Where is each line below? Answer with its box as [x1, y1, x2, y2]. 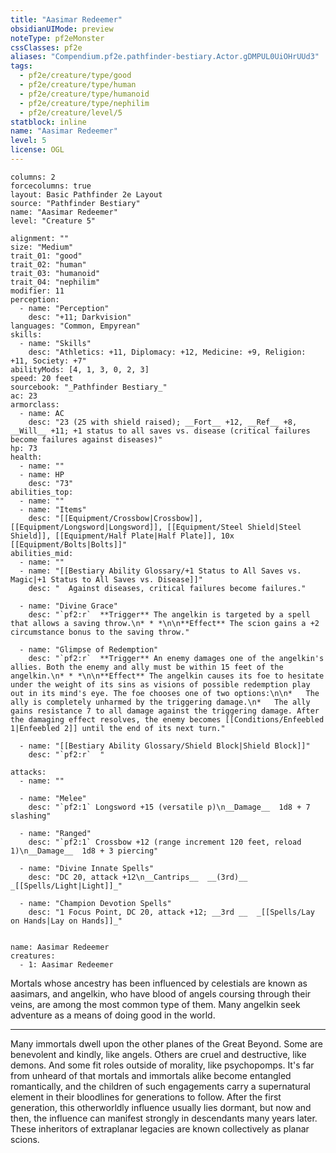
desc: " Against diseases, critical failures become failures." [28, 583, 307, 593]
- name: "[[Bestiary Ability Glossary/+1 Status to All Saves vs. [19, 566, 302, 576]
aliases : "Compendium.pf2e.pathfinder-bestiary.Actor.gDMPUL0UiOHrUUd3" [10, 52, 320, 62]
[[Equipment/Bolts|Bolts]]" [10, 539, 128, 550]
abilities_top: [10, 487, 74, 497]
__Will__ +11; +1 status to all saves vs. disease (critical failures [10, 426, 311, 436]
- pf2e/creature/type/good [19, 71, 132, 81]
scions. [10, 1133, 40, 1145]
